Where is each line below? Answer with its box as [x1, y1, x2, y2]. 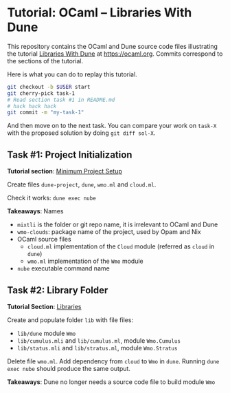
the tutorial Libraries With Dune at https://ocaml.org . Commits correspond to [7, 50, 223, 58]
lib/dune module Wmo [16, 329, 76, 337]
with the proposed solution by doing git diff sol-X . [7, 129, 156, 137]
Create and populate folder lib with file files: [7, 315, 134, 324]
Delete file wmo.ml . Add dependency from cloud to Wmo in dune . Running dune [7, 357, 220, 365]
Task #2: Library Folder [7, 284, 108, 296]
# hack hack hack [7, 103, 57, 109]
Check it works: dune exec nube [7, 194, 96, 202]
